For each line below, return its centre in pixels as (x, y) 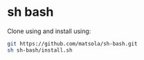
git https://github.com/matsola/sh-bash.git (72, 43)
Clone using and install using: (49, 31)
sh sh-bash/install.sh (40, 50)
